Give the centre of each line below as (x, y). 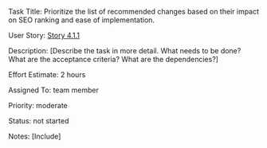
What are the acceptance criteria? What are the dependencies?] (114, 59)
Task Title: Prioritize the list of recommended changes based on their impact (134, 12)
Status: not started (39, 121)
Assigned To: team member (54, 90)
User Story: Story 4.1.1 (44, 35)
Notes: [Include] (35, 136)
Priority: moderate (38, 105)
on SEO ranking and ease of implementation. (82, 20)
